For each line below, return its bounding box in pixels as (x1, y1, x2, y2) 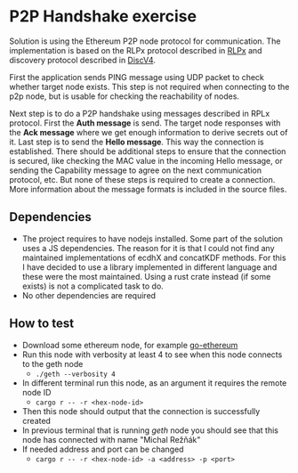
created (21, 415, 52, 426)
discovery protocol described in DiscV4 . (9, 54, 156, 65)
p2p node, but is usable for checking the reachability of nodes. (9, 91, 240, 102)
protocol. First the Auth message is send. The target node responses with (9, 118, 281, 128)
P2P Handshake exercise (9, 6, 197, 27)
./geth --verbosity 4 (35, 370, 116, 379)
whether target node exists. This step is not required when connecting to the (9, 81, 290, 92)
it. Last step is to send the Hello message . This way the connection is (9, 136, 264, 147)
